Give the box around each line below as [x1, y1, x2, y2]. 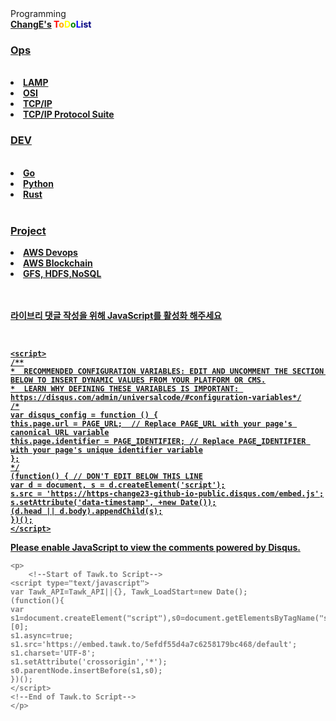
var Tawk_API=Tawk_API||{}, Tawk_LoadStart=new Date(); [10, 587, 248, 597]
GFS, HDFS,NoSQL [23, 267, 102, 279]
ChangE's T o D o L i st [10, 18, 92, 30]
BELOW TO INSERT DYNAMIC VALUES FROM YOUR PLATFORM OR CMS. [10, 375, 267, 385]
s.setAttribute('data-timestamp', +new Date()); [10, 497, 217, 507]
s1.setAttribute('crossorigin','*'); [10, 657, 168, 667]
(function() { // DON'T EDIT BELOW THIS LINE [10, 471, 203, 481]
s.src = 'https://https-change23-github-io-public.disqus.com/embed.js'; [10, 488, 325, 499]
